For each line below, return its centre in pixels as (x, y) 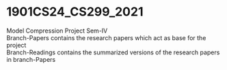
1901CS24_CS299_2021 (75, 12)
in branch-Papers (31, 59)
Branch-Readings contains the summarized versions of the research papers (113, 52)
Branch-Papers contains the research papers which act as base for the (106, 37)
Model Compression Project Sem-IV (57, 31)
